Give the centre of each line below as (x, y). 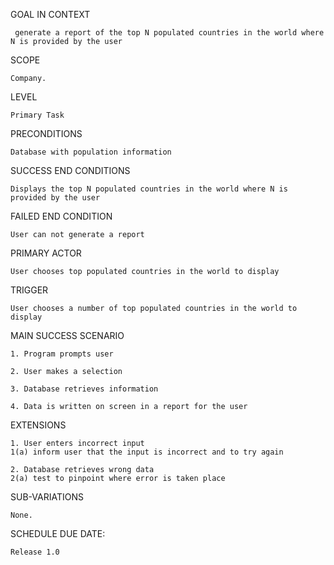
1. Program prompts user (62, 354)
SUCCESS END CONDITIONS (70, 170)
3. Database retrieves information (84, 389)
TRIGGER (29, 290)
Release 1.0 (35, 552)
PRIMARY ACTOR (46, 253)
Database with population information (91, 152)
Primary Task (37, 115)
